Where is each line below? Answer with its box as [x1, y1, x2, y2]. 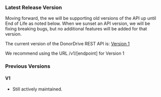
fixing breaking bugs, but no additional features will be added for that [5, 26, 147, 32]
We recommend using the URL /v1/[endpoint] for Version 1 [5, 50, 125, 56]
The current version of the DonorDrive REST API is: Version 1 [5, 41, 130, 47]
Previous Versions [5, 63, 51, 70]
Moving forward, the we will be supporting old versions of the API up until [5, 15, 156, 21]
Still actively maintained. [12, 86, 63, 92]
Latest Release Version [5, 4, 62, 11]
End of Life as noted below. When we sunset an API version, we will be [5, 20, 151, 26]
